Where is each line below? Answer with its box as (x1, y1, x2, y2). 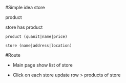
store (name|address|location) (5, 43, 72, 48)
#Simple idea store (5, 5, 45, 10)
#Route (5, 52, 20, 58)
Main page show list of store (12, 62, 73, 68)
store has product (5, 24, 43, 30)
